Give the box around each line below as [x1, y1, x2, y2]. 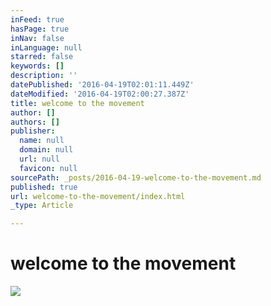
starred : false [10, 52, 74, 62]
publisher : [10, 126, 56, 136]
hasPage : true [10, 24, 70, 34]
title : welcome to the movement [10, 98, 145, 108]
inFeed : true [10, 14, 65, 25]
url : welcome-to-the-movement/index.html [10, 191, 186, 201]
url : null [19, 154, 60, 164]
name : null [19, 136, 65, 146]
